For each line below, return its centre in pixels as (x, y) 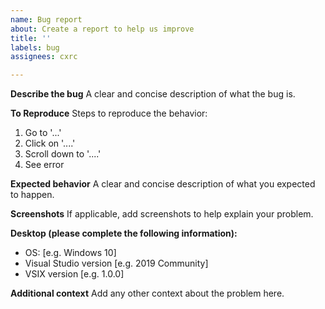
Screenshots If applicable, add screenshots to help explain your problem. (162, 214)
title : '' (31, 38)
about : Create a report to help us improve (102, 29)
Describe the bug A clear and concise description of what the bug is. (153, 94)
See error (44, 165)
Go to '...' (43, 133)
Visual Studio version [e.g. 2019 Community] (116, 263)
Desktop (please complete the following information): (124, 233)
